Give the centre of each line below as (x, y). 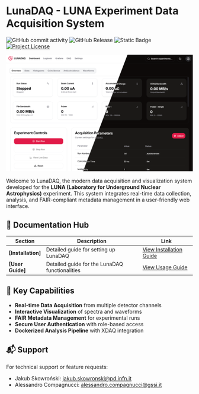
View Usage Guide (165, 267)
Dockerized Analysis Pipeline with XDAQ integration (79, 330)
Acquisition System (55, 23)
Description (92, 241)
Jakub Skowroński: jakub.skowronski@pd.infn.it (73, 379)
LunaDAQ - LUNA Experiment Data (92, 11)
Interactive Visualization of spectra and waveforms (78, 311)
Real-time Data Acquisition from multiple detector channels (88, 305)
